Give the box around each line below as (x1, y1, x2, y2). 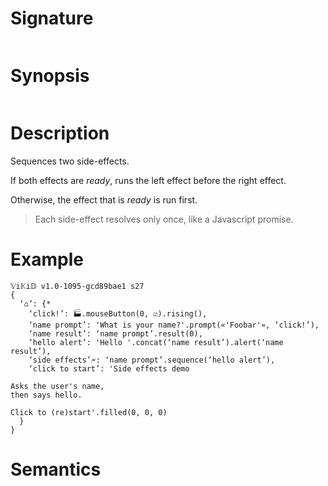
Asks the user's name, (10, 381, 105, 391)
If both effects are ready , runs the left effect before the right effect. (10, 174, 287, 186)
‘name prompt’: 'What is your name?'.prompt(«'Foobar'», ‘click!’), (28, 320, 320, 330)
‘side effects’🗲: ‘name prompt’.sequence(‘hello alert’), (28, 355, 276, 365)
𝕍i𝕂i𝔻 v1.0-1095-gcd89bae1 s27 (10, 281, 145, 291)
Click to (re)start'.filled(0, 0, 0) (10, 407, 168, 417)
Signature (10, 7, 94, 30)
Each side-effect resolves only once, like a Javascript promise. (34, 213, 294, 225)
